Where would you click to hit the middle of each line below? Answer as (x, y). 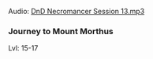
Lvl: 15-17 (23, 48)
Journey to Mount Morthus (61, 31)
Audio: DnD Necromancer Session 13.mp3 (76, 11)
